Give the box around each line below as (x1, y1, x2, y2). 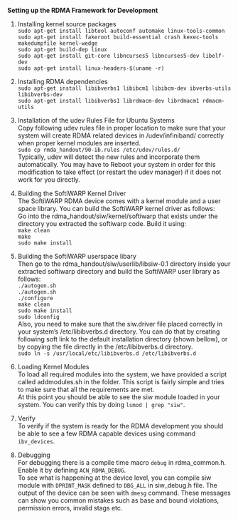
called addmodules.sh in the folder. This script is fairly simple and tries (17, 378, 225, 386)
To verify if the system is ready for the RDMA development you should (17, 422, 224, 430)
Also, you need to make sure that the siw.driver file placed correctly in (17, 320, 222, 328)
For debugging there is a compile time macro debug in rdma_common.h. (17, 458, 227, 466)
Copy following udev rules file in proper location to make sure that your (17, 124, 226, 132)
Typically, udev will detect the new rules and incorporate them (17, 153, 200, 161)
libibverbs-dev (17, 91, 63, 98)
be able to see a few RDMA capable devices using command (17, 429, 196, 438)
